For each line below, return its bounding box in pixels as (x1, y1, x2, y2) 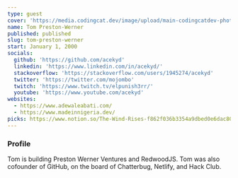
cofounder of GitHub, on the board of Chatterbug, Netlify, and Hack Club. (7, 162, 222, 170)
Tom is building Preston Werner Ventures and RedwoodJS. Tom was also (7, 155, 220, 163)
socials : (7, 50, 33, 57)
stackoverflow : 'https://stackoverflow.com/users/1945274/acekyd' (13, 69, 214, 76)
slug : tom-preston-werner (7, 37, 84, 44)
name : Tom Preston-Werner (7, 23, 84, 30)
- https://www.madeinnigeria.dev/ (13, 109, 115, 116)
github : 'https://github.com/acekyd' (13, 57, 125, 64)
